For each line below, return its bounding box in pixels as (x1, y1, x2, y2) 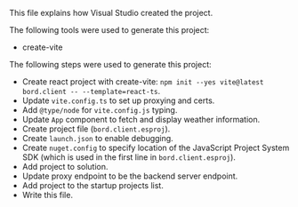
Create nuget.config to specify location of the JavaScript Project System (21, 142, 290, 153)
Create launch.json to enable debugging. (21, 133, 173, 143)
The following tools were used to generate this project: (9, 25, 210, 35)
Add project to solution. (21, 162, 109, 171)
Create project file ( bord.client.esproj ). (21, 123, 171, 134)
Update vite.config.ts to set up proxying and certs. (21, 95, 215, 106)
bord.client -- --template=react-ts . (21, 86, 161, 96)
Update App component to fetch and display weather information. (21, 115, 261, 124)
